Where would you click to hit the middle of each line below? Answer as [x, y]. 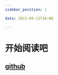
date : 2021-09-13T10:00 [29, 18]
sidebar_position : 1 [26, 9]
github [15, 66]
